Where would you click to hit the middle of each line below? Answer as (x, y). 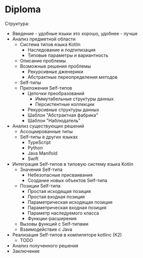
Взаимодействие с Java (46, 229)
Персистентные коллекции (65, 104)
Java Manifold (42, 153)
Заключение (26, 251)
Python (35, 147)
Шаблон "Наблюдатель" (54, 120)
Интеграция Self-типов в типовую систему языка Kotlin (73, 164)
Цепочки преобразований (56, 93)
